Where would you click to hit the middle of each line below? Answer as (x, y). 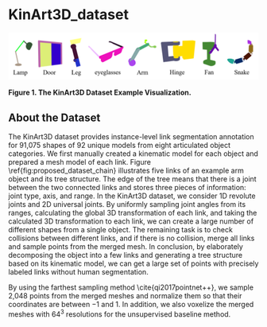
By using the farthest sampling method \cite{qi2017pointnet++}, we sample (131, 287)
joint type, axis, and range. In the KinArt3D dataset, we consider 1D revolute (132, 196)
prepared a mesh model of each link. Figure (79, 162)
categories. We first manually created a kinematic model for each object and (133, 154)
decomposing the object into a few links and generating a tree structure (126, 255)
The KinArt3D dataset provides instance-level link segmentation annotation (131, 137)
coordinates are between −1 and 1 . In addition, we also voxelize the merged (131, 305)
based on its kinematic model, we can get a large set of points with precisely (133, 263)
